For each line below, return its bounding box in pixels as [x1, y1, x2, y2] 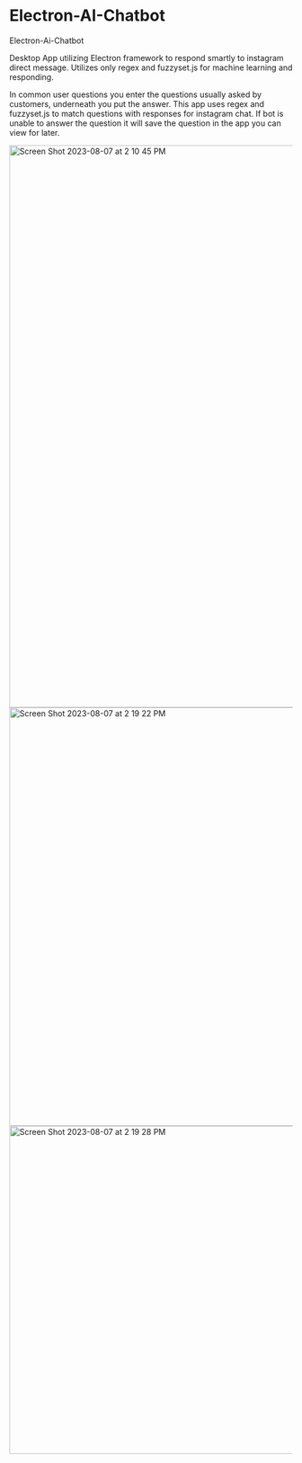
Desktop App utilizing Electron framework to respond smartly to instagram [9, 52, 285, 63]
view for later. [9, 127, 60, 137]
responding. [9, 71, 54, 82]
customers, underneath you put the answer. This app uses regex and [9, 98, 265, 109]
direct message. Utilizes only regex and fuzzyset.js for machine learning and [9, 62, 293, 73]
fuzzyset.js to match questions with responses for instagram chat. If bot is [9, 108, 284, 119]
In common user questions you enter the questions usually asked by [9, 89, 262, 100]
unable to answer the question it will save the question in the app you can [9, 118, 281, 129]
